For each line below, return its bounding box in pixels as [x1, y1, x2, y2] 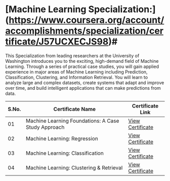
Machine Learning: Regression [26, 135, 99, 142]
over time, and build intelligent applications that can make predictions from [5, 85, 161, 91]
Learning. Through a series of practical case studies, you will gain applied [5, 63, 159, 69]
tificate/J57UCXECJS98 [5, 36, 109, 48]
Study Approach [26, 123, 65, 130]
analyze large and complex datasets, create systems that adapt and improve [5, 80, 164, 86]
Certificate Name [53, 105, 96, 113]
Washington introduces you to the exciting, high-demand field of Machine [5, 58, 159, 64]
